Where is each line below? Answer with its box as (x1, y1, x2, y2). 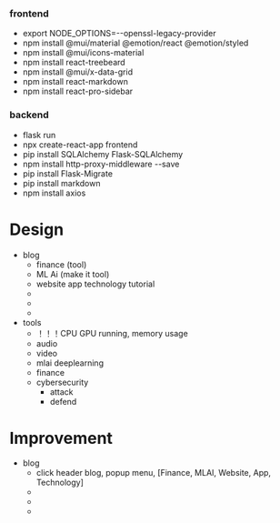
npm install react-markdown (22, 76, 129, 87)
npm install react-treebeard (22, 57, 125, 68)
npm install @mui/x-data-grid (22, 66, 134, 77)
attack (49, 386, 75, 397)
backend (9, 108, 49, 121)
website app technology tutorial (35, 278, 155, 289)
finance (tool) (35, 258, 87, 270)
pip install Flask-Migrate (22, 167, 114, 179)
